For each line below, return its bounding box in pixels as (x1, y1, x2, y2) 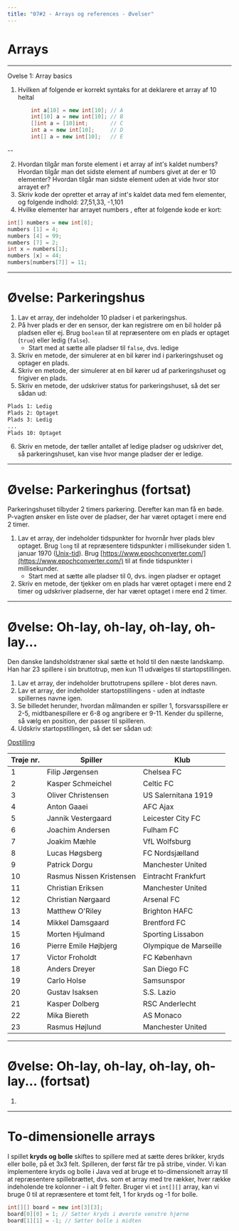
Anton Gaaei (46, 802, 88, 812)
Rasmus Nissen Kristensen (46, 872, 137, 882)
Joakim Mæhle (46, 837, 97, 847)
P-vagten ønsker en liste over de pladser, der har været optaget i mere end (7, 513, 227, 521)
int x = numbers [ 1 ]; (7, 245, 69, 253)
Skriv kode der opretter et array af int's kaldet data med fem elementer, (17, 190, 227, 198)
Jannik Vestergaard (46, 814, 112, 824)
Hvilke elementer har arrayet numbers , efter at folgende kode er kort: (17, 205, 222, 214)
